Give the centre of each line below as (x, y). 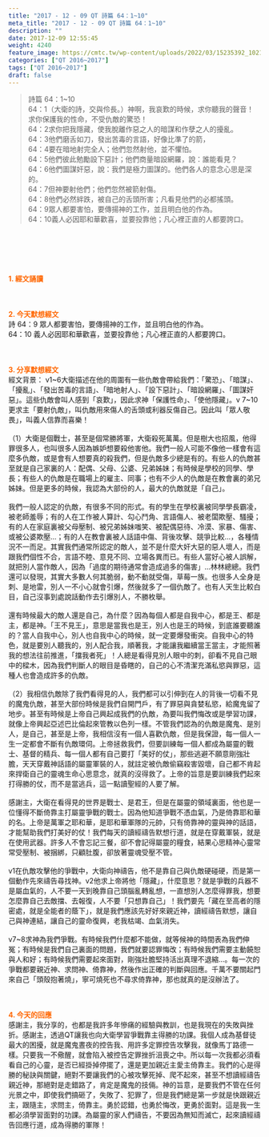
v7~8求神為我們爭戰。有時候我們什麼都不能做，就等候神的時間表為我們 (125, 939)
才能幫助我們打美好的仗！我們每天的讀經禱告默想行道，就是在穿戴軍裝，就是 (134, 832)
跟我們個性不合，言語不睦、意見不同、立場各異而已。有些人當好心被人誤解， (134, 556)
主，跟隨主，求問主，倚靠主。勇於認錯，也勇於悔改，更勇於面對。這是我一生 (134, 1104)
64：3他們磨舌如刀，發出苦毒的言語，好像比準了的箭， (119, 139)
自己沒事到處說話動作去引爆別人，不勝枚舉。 (96, 596)
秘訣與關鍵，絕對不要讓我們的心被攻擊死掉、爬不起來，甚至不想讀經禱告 (141, 1075)
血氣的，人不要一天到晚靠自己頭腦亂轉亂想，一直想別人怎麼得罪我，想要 (141, 891)
